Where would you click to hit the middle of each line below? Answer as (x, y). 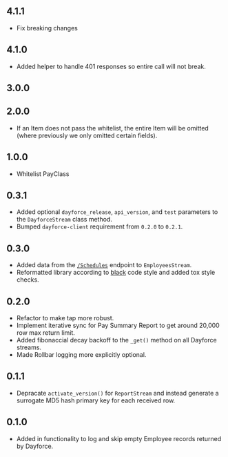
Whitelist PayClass (43, 174)
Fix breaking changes (47, 28)
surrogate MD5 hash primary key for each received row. (96, 400)
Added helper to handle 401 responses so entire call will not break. (111, 66)
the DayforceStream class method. (64, 220)
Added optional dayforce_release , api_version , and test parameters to (117, 212)
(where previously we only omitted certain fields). (87, 135)
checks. (28, 280)
